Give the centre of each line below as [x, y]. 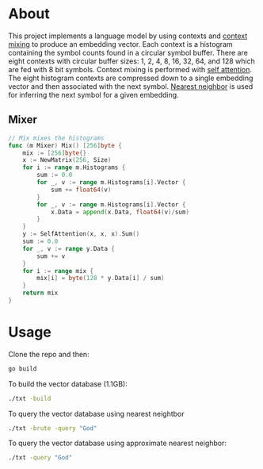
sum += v [51, 256]
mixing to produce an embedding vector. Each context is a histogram [121, 44]
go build [23, 369]
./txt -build [30, 398]
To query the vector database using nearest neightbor [96, 413]
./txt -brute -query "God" [53, 428]
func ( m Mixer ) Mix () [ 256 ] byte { [65, 145]
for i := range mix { [58, 271]
